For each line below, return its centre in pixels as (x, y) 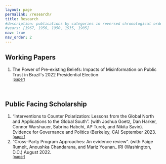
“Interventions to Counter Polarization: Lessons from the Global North (83, 116)
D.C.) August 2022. (32, 152)
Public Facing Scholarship (46, 104)
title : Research (22, 19)
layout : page (19, 10)
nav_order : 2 (19, 38)
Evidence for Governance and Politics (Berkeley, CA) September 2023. (84, 132)
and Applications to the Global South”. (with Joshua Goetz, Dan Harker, (84, 121)
